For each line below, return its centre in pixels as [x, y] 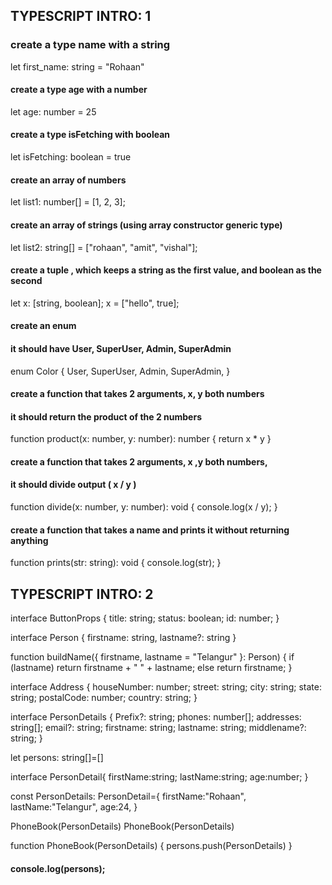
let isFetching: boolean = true [71, 157]
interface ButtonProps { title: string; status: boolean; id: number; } [145, 618]
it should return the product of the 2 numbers [106, 416]
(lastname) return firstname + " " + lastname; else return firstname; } [151, 668]
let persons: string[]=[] [57, 758]
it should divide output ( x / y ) [73, 485]
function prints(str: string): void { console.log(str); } [116, 563]
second [26, 281]
